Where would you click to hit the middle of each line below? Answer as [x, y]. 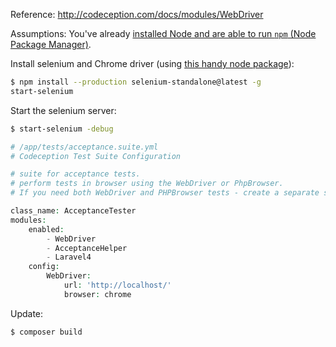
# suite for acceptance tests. [75, 174]
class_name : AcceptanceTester [73, 211]
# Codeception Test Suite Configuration [96, 156]
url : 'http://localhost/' [117, 285]
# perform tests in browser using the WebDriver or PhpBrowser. [147, 184]
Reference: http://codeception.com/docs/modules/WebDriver [137, 14]
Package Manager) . [51, 44]
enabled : [46, 229]
